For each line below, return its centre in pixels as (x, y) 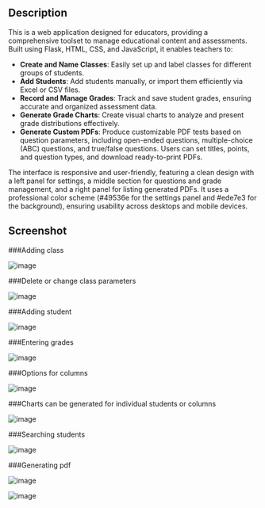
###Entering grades (41, 342)
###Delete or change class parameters (72, 281)
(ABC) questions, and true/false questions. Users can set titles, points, (134, 148)
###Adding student (40, 311)
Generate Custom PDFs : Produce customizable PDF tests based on (131, 132)
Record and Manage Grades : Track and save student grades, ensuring (135, 97)
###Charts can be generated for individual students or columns (112, 403)
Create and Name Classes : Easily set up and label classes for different (135, 64)
